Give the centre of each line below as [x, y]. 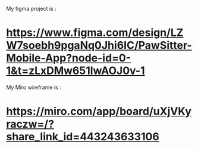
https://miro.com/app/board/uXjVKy [99, 111]
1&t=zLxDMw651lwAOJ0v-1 [76, 71]
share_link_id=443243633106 [83, 137]
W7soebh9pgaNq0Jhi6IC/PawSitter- [99, 46]
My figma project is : [31, 9]
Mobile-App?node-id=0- [69, 58]
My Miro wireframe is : [34, 87]
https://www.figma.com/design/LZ [95, 33]
